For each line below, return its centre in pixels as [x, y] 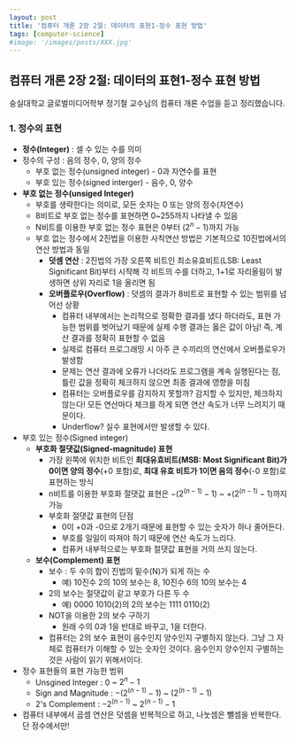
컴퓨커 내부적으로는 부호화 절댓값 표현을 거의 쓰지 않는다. [159, 548]
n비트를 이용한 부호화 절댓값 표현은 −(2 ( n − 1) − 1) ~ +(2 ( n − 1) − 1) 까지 [167, 493]
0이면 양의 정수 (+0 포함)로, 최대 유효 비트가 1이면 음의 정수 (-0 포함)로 [167, 471]
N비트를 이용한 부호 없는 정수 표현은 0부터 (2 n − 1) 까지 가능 [137, 227]
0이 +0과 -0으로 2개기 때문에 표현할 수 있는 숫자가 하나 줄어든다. [173, 526]
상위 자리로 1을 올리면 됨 [114, 283]
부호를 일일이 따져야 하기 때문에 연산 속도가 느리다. [149, 538]
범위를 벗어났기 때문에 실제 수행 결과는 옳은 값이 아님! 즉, [176, 327]
